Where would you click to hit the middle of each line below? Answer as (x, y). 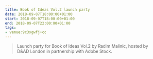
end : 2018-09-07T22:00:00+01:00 (38, 23)
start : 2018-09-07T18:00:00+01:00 (40, 19)
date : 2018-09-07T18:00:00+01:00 (39, 14)
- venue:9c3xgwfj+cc (26, 32)
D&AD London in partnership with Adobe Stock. (65, 51)
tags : (10, 28)
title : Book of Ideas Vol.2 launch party (48, 10)
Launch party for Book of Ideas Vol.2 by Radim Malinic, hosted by (82, 46)
